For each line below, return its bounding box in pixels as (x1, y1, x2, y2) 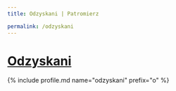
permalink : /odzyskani (7, 22, 74, 30)
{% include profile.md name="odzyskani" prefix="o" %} (7, 76, 170, 85)
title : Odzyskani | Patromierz (7, 10, 99, 17)
